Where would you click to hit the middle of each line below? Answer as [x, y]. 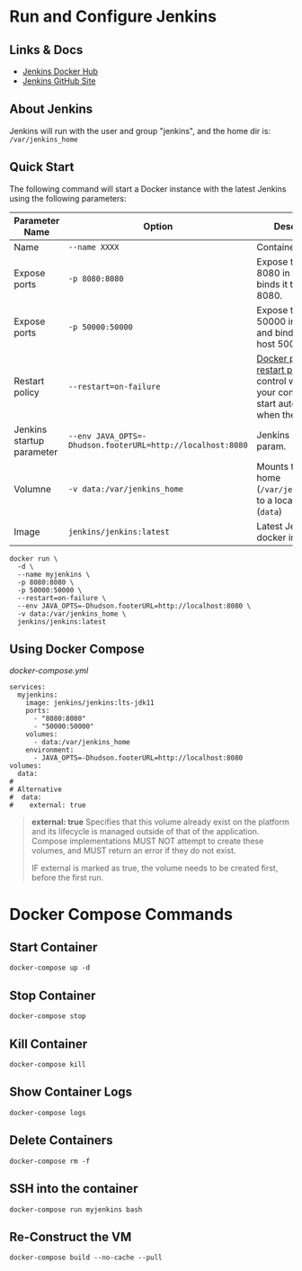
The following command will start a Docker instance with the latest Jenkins [148, 189]
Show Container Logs [71, 1092]
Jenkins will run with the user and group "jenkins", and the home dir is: [140, 131]
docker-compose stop [48, 1016]
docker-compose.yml [49, 671]
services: [28, 687]
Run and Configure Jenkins [113, 17]
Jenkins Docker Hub [60, 71]
